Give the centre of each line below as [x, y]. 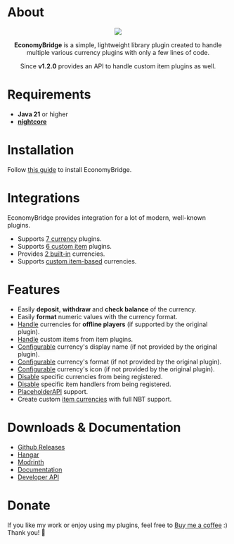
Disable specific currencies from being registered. [90, 376]
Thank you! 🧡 [26, 532]
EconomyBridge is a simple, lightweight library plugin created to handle [118, 45]
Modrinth [31, 462]
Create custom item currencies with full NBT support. [95, 399]
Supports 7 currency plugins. [59, 239]
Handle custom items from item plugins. [75, 339]
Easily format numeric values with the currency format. [97, 316]
